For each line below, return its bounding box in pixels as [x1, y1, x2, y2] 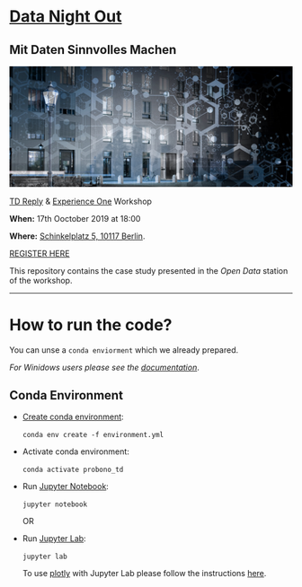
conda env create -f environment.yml [22, 431, 164, 440]
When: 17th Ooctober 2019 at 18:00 [9, 213, 141, 223]
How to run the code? [9, 314, 173, 335]
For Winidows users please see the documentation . [9, 362, 200, 372]
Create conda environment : [22, 411, 124, 423]
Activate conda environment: [22, 446, 130, 457]
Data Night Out [9, 6, 122, 27]
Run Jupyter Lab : [22, 533, 87, 544]
